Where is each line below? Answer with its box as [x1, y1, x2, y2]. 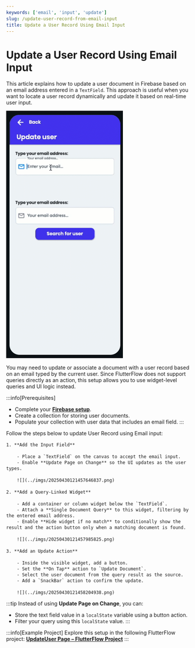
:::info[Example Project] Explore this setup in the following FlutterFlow [6, 629, 176, 636]
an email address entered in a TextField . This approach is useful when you [6, 86, 188, 94]
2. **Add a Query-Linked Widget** [6, 489, 92, 496]
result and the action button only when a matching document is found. [6, 525, 186, 531]
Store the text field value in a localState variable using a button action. [14, 611, 188, 618]
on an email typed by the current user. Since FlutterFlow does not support [6, 370, 186, 377]
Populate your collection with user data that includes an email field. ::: [14, 418, 184, 425]
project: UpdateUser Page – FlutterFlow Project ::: [6, 636, 129, 643]
